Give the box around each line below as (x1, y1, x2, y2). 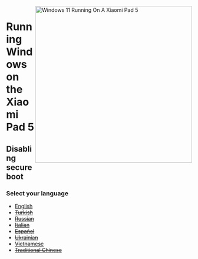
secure (6, 162, 32, 172)
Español (14, 227, 35, 235)
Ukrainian (14, 234, 38, 241)
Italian (14, 221, 30, 228)
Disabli (6, 144, 32, 154)
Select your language (6, 189, 69, 197)
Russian (14, 215, 34, 222)
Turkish (14, 209, 34, 216)
